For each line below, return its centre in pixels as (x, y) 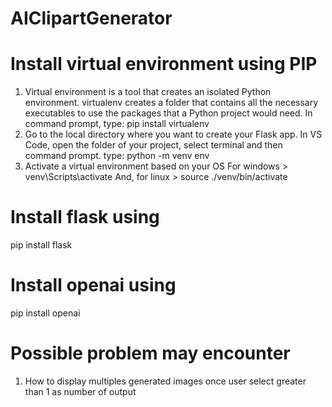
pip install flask (41, 245)
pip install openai (45, 313)
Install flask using (85, 217)
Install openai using (93, 285)
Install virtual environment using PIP (164, 64)
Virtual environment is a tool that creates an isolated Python (148, 92)
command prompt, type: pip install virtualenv (117, 124)
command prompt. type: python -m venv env (117, 156)
